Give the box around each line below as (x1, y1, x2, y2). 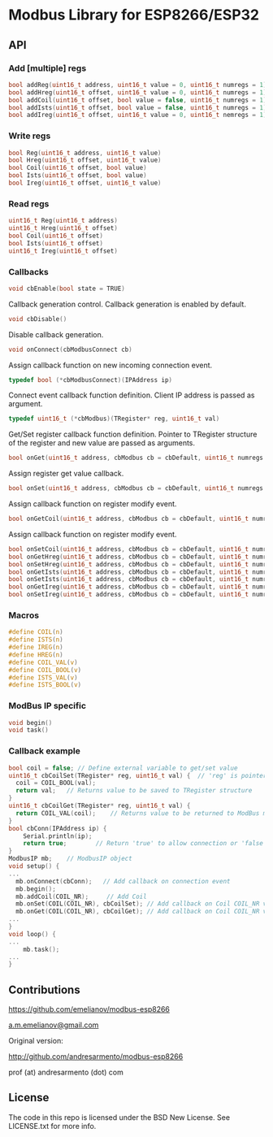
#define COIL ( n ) (8, 628, 63, 636)
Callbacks (8, 266, 49, 277)
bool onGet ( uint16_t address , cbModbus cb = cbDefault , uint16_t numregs (8, 453, 264, 462)
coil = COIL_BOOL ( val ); (15, 779, 96, 788)
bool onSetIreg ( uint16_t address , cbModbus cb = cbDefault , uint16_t (8, 591, 249, 599)
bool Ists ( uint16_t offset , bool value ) (8, 171, 148, 180)
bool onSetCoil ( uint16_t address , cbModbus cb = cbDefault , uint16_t (8, 545, 249, 553)
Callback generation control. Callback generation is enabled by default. (8, 299, 246, 309)
